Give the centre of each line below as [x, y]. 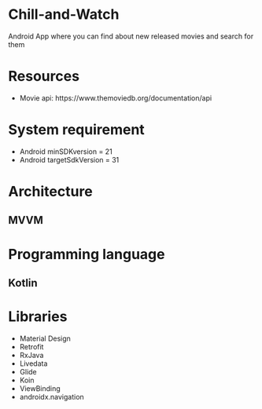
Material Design [45, 338]
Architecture [50, 192]
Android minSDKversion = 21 [66, 152]
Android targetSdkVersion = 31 [69, 159]
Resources [44, 77]
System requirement [77, 130]
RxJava [31, 355]
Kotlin [23, 283]
